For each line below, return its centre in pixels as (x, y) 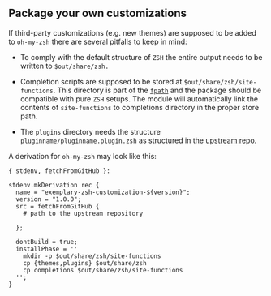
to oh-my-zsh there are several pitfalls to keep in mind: (98, 41)
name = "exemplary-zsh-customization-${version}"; (103, 192)
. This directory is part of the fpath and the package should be (157, 90)
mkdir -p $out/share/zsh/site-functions (92, 256)
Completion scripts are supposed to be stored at (101, 81)
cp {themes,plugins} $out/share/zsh (85, 263)
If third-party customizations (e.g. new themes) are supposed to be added (133, 32)
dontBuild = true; (47, 242)
